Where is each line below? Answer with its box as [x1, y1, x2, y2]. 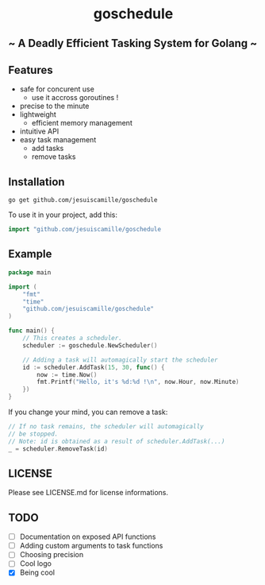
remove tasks [31, 152, 76, 161]
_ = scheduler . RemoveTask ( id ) [8, 444, 109, 453]
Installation [8, 175, 65, 188]
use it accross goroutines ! [31, 93, 119, 103]
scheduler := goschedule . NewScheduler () [22, 341, 158, 350]
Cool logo [19, 559, 52, 568]
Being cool [19, 568, 56, 577]
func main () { [8, 327, 56, 335]
